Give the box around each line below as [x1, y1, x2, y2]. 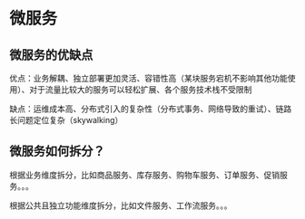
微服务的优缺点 [9, 47, 93, 62]
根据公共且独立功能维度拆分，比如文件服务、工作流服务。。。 [9, 200, 232, 211]
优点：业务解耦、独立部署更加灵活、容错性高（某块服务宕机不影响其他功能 [9, 73, 288, 83]
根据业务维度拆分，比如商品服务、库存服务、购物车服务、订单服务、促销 [9, 169, 280, 180]
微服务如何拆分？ [9, 144, 105, 159]
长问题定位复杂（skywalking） [9, 115, 123, 125]
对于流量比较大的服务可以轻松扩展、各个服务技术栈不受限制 [28, 84, 252, 95]
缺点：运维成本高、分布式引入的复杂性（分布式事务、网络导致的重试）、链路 [9, 103, 292, 114]
